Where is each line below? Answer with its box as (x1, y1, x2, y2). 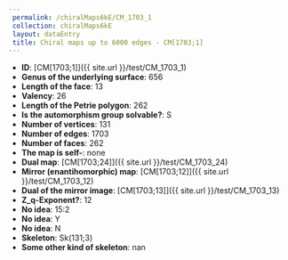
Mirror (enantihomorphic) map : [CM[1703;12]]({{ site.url (20, 167, 228, 177)
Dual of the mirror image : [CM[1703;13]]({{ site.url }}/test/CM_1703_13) (20, 185, 280, 196)
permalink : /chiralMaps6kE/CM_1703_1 (12, 12, 152, 22)
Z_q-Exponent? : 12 (20, 195, 92, 206)
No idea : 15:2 (20, 204, 70, 215)
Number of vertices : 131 (20, 119, 111, 130)
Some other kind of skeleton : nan (20, 242, 146, 253)
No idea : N (20, 223, 61, 234)
